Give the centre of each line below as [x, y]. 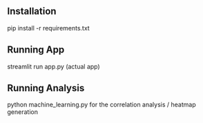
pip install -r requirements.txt [48, 28]
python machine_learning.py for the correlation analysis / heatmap [101, 105]
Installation [32, 11]
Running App [36, 50]
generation [22, 112]
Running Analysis [46, 88]
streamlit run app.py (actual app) [54, 66]
